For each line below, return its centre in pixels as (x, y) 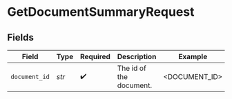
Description (137, 57)
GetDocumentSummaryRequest (101, 12)
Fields (21, 37)
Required (95, 57)
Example (193, 57)
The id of (132, 68)
